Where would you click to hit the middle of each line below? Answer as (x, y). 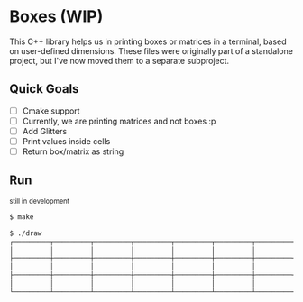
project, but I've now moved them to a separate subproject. (119, 60)
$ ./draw (26, 233)
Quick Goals (44, 89)
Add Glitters (45, 131)
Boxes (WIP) (56, 17)
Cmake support (51, 111)
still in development (40, 201)
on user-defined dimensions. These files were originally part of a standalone (151, 50)
